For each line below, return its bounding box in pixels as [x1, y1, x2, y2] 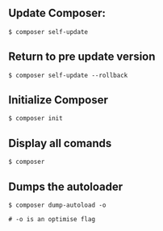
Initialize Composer [8, 93, 109, 107]
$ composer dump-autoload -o [8, 201, 107, 209]
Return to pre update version [8, 50, 156, 64]
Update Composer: [8, 6, 107, 20]
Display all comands [8, 136, 112, 150]
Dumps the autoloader [8, 179, 123, 193]
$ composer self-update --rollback [8, 71, 128, 79]
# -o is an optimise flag [8, 216, 95, 224]
